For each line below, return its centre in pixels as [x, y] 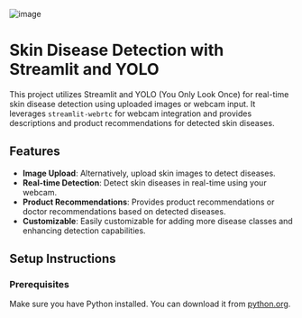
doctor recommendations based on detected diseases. [124, 211]
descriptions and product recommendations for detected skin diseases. [142, 123]
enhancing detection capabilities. [84, 231]
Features [35, 152]
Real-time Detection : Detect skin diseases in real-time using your [145, 182]
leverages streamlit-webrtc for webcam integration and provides [131, 114]
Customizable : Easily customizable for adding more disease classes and [157, 221]
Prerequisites [39, 285]
